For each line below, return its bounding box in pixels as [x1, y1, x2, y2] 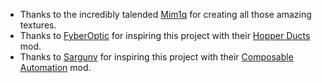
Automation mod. [19, 62, 92, 73]
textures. [19, 19, 57, 31]
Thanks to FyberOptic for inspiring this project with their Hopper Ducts [19, 30, 311, 41]
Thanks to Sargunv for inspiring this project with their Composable [19, 51, 294, 63]
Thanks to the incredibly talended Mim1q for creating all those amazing [19, 9, 312, 20]
